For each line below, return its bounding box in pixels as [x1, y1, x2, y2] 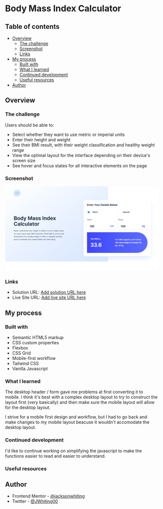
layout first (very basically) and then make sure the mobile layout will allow [5, 399, 155, 405]
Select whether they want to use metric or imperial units [12, 132, 125, 137]
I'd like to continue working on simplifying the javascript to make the [5, 448, 143, 454]
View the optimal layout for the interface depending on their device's [12, 152, 150, 158]
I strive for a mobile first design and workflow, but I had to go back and [5, 414, 147, 420]
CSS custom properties [12, 340, 60, 346]
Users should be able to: [5, 122, 55, 128]
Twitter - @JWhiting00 [12, 498, 59, 504]
